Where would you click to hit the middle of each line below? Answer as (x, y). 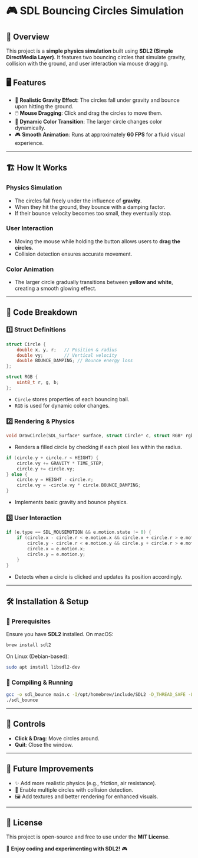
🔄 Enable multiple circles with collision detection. (74, 789)
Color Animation (30, 269)
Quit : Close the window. (44, 744)
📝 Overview (28, 36)
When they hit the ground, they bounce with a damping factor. (90, 207)
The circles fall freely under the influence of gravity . (78, 201)
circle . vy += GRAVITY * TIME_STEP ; (60, 463)
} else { (17, 474)
